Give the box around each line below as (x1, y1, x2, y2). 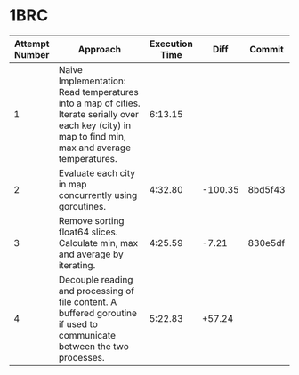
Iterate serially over (58, 108, 140, 120)
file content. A (58, 295, 117, 307)
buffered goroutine (58, 307, 138, 319)
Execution (149, 37, 193, 50)
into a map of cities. (58, 97, 141, 109)
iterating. (58, 259, 96, 271)
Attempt (13, 37, 50, 50)
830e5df (247, 236, 286, 249)
